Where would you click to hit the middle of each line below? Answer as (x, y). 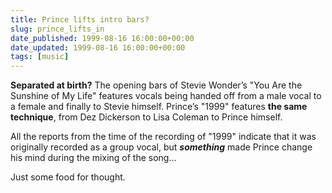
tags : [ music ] (40, 57)
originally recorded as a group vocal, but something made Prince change (161, 147)
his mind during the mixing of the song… (93, 158)
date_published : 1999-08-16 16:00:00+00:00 (102, 38)
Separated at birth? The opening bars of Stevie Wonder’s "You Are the (156, 85)
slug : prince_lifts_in (57, 29)
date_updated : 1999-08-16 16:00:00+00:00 (98, 47)
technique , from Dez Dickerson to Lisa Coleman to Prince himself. (146, 117)
